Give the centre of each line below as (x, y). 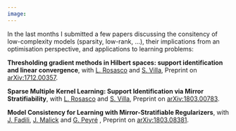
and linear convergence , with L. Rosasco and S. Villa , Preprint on (102, 70)
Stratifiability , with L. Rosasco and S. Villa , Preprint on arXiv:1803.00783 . (113, 99)
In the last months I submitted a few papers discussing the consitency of (113, 34)
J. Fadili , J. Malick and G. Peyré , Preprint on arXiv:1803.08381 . (98, 120)
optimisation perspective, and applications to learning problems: (100, 49)
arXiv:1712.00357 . (33, 77)
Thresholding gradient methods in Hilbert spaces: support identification (115, 62)
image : (17, 14)
